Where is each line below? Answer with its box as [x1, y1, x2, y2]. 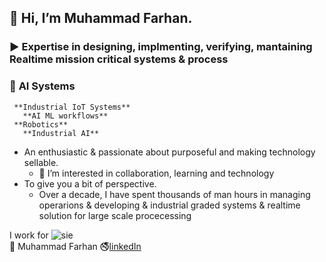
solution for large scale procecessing [38, 209, 192, 221]
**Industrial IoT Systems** [13, 102, 131, 112]
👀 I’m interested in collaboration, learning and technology [38, 167, 275, 179]
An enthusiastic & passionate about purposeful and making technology [23, 146, 316, 158]
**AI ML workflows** [22, 111, 109, 121]
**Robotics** [13, 119, 69, 130]
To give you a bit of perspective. [23, 177, 157, 190]
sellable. [23, 156, 59, 168]
